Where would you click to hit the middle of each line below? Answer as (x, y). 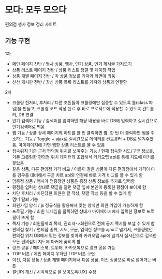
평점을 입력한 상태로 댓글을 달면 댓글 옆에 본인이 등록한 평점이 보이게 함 (79, 187)
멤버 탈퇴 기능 (25, 199)
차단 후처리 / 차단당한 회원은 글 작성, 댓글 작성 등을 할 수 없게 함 (72, 193)
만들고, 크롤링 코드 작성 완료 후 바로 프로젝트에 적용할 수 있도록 (82, 108)
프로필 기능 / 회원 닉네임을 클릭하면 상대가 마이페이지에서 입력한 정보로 (79, 211)
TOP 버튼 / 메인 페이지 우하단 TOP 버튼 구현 (53, 253)
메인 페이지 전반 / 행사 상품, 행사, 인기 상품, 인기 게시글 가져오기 (72, 64)
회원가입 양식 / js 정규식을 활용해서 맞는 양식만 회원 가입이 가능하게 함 (78, 205)
